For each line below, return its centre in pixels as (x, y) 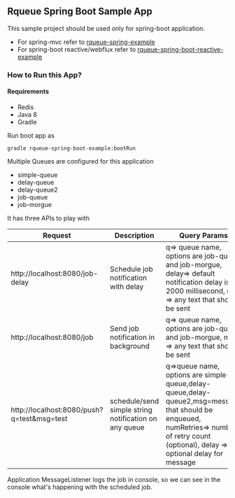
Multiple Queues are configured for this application (80, 161)
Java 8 (27, 114)
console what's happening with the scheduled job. (80, 487)
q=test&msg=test (39, 418)
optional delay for (194, 453)
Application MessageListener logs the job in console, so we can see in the (114, 479)
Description (134, 235)
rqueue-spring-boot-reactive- (180, 49)
